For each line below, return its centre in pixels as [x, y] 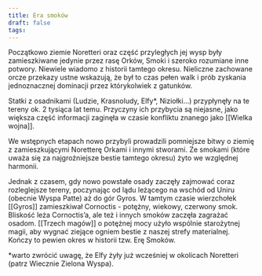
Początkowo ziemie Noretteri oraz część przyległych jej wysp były [115, 53]
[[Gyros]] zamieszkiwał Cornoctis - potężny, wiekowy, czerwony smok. [123, 207]
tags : [17, 30]
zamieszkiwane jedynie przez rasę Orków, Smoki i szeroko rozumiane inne [129, 61]
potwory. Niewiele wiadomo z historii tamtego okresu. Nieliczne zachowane [131, 69]
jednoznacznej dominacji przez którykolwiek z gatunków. [100, 86]
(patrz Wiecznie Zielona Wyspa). [61, 263]
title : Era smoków [38, 15]
